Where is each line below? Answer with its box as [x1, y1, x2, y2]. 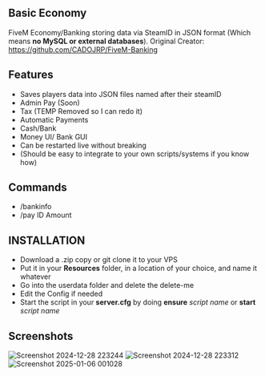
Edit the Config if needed [19, 289, 103, 299]
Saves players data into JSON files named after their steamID [19, 89, 222, 99]
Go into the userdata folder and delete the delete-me [19, 281, 195, 290]
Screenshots [8, 329, 74, 343]
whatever [19, 272, 51, 281]
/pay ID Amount [19, 210, 72, 220]
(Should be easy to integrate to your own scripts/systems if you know [19, 148, 250, 159]
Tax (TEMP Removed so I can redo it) [19, 106, 143, 115]
